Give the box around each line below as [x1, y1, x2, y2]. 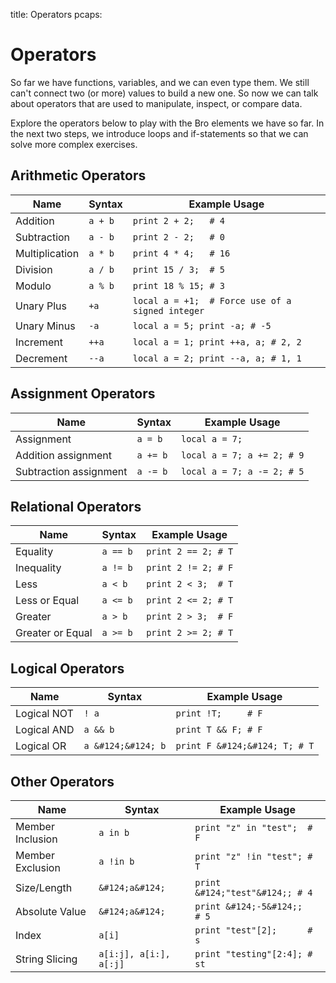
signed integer [132, 305, 205, 316]
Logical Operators [10, 660, 125, 677]
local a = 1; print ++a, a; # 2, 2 [132, 336, 302, 348]
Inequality [15, 561, 62, 575]
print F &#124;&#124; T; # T [175, 740, 315, 752]
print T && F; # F [175, 724, 263, 736]
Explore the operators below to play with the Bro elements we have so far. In [10, 117, 325, 129]
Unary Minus [15, 319, 76, 333]
